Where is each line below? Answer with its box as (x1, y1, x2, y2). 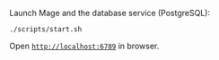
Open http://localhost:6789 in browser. (9, 40, 160, 51)
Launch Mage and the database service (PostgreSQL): (9, 8, 211, 18)
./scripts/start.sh (9, 25, 83, 34)
